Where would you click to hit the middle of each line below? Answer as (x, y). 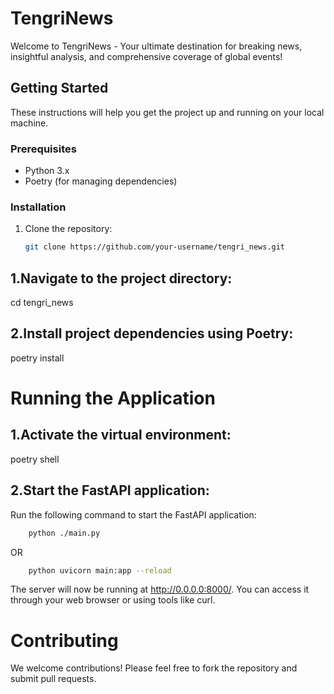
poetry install (37, 358)
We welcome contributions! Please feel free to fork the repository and (154, 668)
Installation (38, 207)
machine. (29, 123)
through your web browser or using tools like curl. (113, 600)
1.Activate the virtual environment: (121, 435)
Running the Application (113, 398)
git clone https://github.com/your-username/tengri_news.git (155, 247)
